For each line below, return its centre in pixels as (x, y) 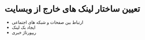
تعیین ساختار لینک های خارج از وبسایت (72, 9)
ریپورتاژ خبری (24, 32)
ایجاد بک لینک (23, 27)
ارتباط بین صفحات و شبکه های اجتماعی (47, 22)
